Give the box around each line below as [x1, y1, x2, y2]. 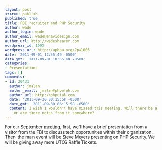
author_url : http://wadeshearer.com [5, 39, 79, 44]
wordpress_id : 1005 [5, 43, 45, 48]
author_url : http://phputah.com [9, 92, 75, 97]
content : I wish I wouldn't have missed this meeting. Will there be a [9, 106, 158, 111]
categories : [5, 61, 29, 66]
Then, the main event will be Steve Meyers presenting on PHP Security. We [5, 134, 155, 140]
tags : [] [5, 70, 23, 75]
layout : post [5, 7, 32, 12]
